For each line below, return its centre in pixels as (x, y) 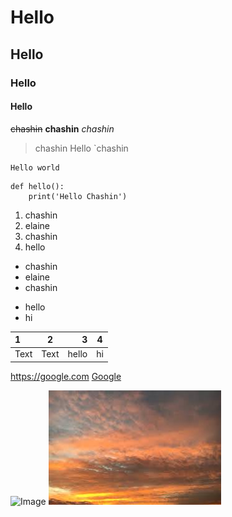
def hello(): (37, 186)
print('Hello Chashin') (78, 196)
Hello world (35, 167)
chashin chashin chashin (62, 128)
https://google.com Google (66, 376)
